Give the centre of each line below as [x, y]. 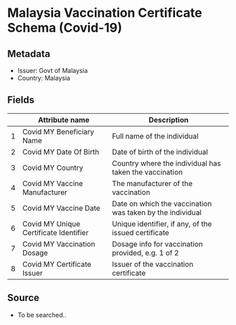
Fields [21, 100]
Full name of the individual [155, 136]
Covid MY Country [53, 168]
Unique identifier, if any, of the [162, 224]
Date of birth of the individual [160, 152]
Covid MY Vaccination [59, 244]
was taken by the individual [157, 212]
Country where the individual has [166, 163]
